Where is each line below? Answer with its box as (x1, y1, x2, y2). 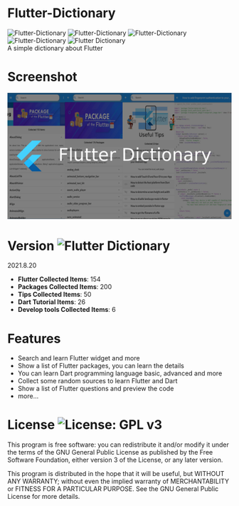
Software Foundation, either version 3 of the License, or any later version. (7, 455, 223, 465)
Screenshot (7, 69, 78, 85)
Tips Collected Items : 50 (17, 290, 92, 299)
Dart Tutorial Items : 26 (17, 298, 86, 306)
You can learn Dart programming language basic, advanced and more (17, 369, 223, 378)
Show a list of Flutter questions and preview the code (17, 384, 174, 393)
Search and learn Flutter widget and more (17, 354, 140, 363)
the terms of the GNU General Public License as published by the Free (7, 448, 213, 457)
